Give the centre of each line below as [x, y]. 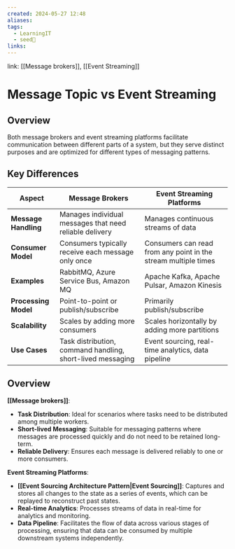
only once [76, 260]
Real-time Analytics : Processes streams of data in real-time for [109, 508]
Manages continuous [179, 218]
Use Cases [29, 349]
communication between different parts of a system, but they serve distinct [116, 145]
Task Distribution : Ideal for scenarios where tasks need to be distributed [122, 414]
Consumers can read [179, 243]
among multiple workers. [53, 422]
